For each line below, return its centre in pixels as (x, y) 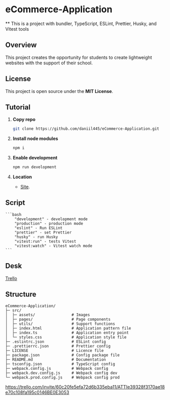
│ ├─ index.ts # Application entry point (67, 333)
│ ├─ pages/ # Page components (58, 320)
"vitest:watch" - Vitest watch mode (54, 246)
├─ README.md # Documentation (56, 360)
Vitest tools (17, 29)
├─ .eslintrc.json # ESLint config (56, 342)
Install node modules (35, 138)
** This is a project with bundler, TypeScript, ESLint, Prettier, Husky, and (81, 23)
